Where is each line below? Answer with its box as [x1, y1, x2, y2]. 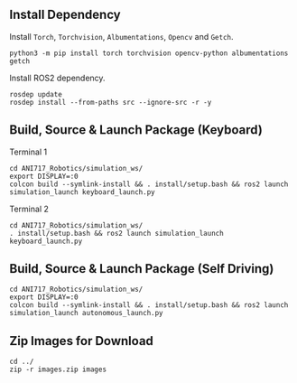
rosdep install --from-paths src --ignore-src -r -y [9, 98, 212, 107]
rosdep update [9, 89, 63, 98]
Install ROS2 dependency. [9, 72, 106, 83]
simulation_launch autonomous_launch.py [9, 309, 164, 318]
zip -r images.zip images [9, 365, 107, 374]
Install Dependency [9, 7, 122, 23]
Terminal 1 [9, 146, 48, 157]
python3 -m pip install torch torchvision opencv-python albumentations [9, 49, 289, 58]
